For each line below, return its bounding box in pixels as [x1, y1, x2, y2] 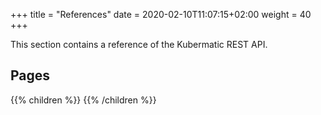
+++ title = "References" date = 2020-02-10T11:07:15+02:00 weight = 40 [10, 9, 312, 20]
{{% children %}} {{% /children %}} [10, 94, 157, 106]
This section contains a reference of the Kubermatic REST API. [10, 39, 268, 50]
